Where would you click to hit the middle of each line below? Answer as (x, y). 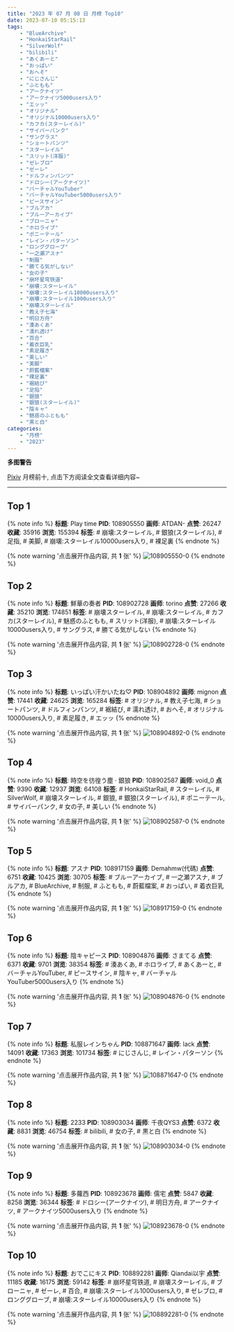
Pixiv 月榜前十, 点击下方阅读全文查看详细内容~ (74, 477)
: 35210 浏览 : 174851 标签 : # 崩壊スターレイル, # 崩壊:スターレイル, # (112, 612)
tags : (15, 27)
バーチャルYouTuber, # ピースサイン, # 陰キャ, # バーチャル (92, 973)
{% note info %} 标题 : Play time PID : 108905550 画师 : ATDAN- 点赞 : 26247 (114, 524)
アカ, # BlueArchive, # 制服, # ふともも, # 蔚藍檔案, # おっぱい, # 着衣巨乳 (118, 886)
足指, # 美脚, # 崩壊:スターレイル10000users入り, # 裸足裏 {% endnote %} (114, 541)
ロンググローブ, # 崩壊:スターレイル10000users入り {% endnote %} (104, 1299)
